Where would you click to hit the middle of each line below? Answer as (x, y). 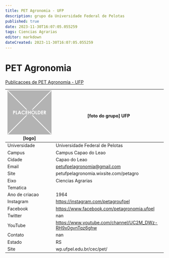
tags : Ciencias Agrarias (31, 32)
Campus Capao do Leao (81, 152)
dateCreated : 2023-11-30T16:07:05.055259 (49, 43)
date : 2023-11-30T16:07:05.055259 (41, 27)
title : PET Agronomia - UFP (35, 11)
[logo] (29, 138)
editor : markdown (23, 37)
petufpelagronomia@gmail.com (88, 167)
